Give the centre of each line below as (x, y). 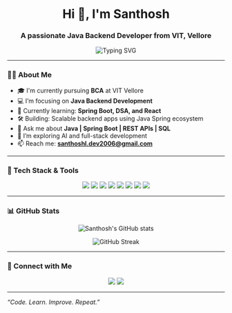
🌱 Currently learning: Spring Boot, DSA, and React (89, 110)
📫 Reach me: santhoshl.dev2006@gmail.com (85, 143)
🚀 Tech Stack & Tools (43, 170)
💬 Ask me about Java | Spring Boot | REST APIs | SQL (94, 128)
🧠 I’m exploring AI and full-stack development (82, 135)
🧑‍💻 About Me (29, 75)
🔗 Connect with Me (40, 266)
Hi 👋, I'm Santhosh (116, 14)
